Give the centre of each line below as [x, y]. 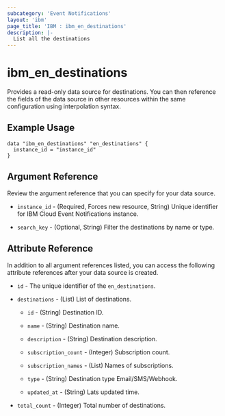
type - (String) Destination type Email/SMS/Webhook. [102, 378]
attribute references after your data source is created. [83, 272]
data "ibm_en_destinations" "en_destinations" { [78, 144]
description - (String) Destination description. [92, 339]
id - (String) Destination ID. [65, 312]
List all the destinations [52, 39]
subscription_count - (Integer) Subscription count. [98, 352]
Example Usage [41, 128]
